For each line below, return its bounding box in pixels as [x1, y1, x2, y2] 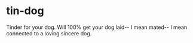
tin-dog [6, 4, 44, 18]
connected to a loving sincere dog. [6, 29, 92, 37]
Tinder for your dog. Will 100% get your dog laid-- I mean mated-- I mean [6, 24, 188, 31]
